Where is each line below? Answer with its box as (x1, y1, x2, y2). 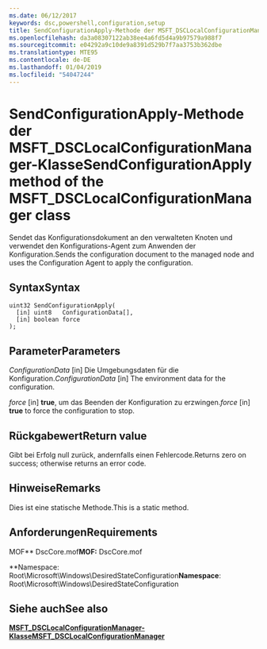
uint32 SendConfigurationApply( (9, 302, 116, 310)
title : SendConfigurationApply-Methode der (9, 26, 155, 34)
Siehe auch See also (9, 602, 109, 616)
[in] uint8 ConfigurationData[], (16, 309, 134, 317)
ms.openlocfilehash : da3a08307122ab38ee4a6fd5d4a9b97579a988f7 (9, 33, 223, 42)
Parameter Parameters (9, 344, 121, 357)
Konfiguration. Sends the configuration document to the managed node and (9, 249, 254, 259)
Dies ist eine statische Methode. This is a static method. (9, 502, 189, 512)
